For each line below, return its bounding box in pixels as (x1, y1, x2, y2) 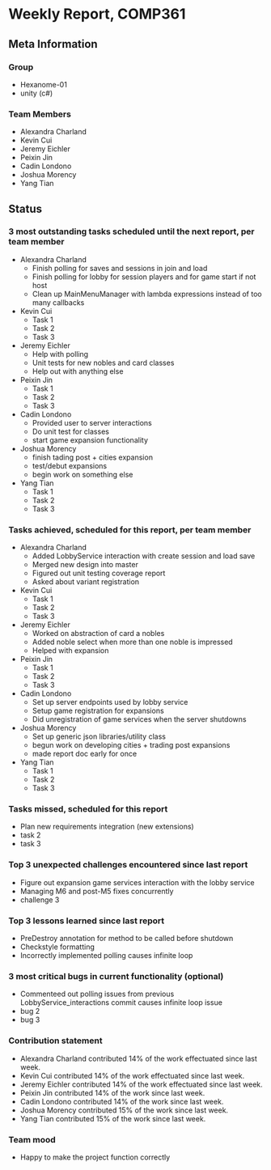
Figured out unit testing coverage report (32, 568, 166, 579)
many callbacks (32, 297, 85, 307)
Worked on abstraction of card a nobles (32, 629, 165, 638)
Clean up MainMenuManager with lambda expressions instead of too (32, 289, 262, 299)
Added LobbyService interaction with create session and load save (32, 551, 256, 561)
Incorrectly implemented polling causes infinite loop (19, 951, 193, 960)
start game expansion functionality (32, 435, 148, 445)
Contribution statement (8, 1035, 103, 1046)
